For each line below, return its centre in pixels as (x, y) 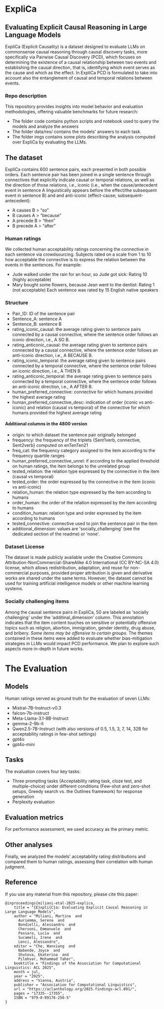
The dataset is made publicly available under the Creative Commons (74, 557)
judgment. (15, 867)
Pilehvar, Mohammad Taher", (47, 959)
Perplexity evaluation (33, 802)
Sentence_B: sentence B (37, 324)
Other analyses (29, 845)
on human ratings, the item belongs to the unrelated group (71, 466)
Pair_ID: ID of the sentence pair (44, 313)
